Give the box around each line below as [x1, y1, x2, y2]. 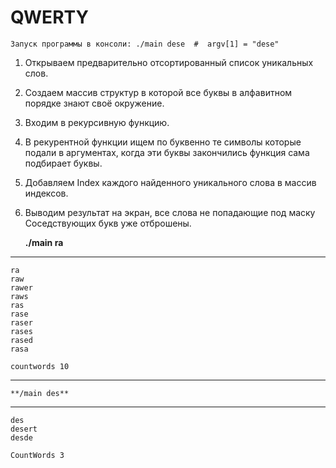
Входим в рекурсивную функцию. [24, 116, 170, 128]
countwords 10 [10, 361, 70, 371]
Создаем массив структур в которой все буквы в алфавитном [24, 86, 293, 98]
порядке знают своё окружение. [24, 97, 165, 109]
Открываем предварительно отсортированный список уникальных [24, 56, 314, 68]
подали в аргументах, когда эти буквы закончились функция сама [24, 146, 310, 158]
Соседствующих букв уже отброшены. [24, 217, 192, 229]
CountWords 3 [10, 450, 65, 460]
